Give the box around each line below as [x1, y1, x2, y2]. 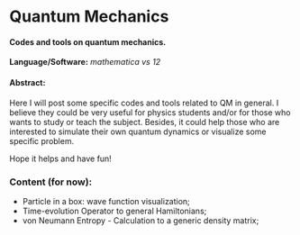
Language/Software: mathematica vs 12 [9, 57, 161, 68]
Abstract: [9, 77, 46, 87]
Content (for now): [9, 176, 93, 188]
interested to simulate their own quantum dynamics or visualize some [9, 126, 267, 137]
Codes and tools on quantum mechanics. [9, 36, 167, 47]
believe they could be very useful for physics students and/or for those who [9, 106, 291, 118]
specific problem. [9, 135, 75, 146]
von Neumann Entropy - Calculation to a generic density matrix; [22, 214, 259, 226]
